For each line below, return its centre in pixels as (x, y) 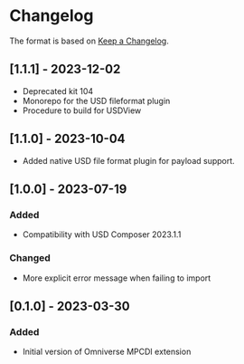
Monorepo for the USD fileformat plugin (96, 101)
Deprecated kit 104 (58, 91)
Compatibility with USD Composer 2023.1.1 (102, 235)
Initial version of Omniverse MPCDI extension (107, 352)
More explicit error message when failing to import (117, 278)
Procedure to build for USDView (82, 110)
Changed (30, 258)
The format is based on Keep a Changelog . (89, 41)
